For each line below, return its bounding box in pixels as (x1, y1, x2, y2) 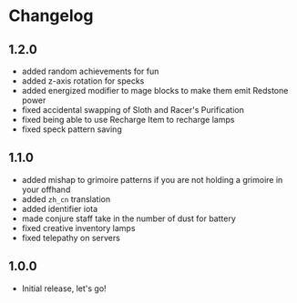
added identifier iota (21, 203, 98, 214)
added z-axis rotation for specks (21, 76, 145, 86)
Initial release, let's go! (21, 283, 107, 294)
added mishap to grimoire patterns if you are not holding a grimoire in (21, 174, 283, 185)
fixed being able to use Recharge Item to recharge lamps (21, 115, 235, 125)
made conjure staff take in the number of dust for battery (21, 213, 236, 224)
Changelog (8, 5, 94, 26)
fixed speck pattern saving (21, 124, 122, 135)
